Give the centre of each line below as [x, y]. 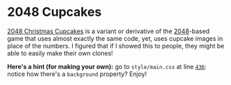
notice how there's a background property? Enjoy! [77, 74]
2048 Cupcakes [54, 12]
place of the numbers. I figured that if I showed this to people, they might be [116, 46]
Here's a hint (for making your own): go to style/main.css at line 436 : [107, 66]
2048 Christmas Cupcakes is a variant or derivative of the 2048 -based [109, 31]
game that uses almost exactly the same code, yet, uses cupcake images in [115, 38]
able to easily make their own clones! [60, 53]
